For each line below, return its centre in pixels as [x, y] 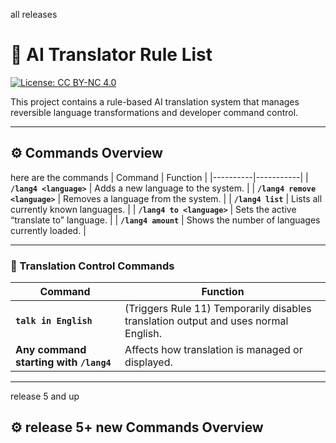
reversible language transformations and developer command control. [154, 112]
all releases [34, 14]
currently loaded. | [48, 230]
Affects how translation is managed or [213, 350]
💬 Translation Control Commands [92, 266]
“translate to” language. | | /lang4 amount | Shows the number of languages [165, 220]
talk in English [54, 321]
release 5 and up [45, 396]
